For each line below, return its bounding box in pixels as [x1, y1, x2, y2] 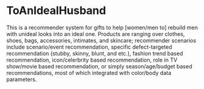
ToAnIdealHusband [6, 4, 106, 18]
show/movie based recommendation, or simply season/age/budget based [6, 62, 192, 70]
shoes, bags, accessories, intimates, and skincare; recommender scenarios [6, 37, 197, 44]
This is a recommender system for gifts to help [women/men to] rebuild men [6, 24, 199, 31]
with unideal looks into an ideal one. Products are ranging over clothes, [6, 30, 185, 37]
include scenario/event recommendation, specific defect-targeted [6, 43, 172, 51]
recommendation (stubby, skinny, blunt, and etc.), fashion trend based [6, 49, 183, 57]
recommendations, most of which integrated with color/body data [6, 69, 172, 76]
